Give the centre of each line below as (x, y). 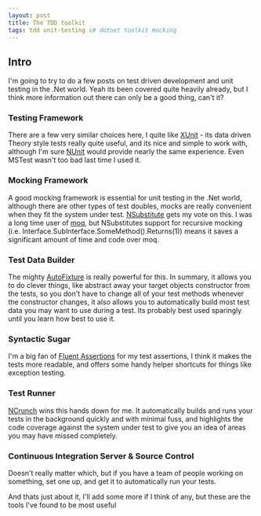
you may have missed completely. (63, 435)
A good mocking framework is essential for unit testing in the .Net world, (125, 197)
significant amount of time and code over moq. (83, 239)
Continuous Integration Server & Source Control (101, 455)
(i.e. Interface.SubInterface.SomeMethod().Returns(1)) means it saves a (123, 231)
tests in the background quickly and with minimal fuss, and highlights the (126, 418)
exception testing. (37, 373)
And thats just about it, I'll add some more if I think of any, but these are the (129, 496)
